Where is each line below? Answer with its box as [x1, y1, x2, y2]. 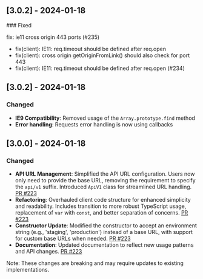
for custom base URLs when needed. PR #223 [15, 235, 131, 243]
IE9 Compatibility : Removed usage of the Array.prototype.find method [15, 114, 196, 122]
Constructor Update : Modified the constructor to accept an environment [15, 222, 197, 229]
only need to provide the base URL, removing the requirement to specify [15, 177, 196, 184]
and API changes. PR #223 [15, 248, 82, 255]
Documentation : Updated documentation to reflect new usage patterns [15, 241, 194, 249]
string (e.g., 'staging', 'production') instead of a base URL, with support [15, 229, 193, 236]
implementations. [6, 266, 50, 274]
